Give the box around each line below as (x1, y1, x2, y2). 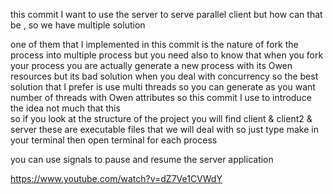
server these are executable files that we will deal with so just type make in (10, 124, 319, 135)
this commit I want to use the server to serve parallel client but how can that (10, 9, 323, 20)
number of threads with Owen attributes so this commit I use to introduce (10, 92, 312, 103)
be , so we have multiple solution (10, 19, 146, 31)
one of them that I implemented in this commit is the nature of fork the (10, 39, 299, 50)
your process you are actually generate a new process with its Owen (10, 60, 293, 71)
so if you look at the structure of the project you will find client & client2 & (10, 113, 313, 124)
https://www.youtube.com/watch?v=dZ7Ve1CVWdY (10, 173, 223, 184)
